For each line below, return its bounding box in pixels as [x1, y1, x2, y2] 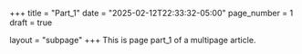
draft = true [9, 17, 53, 28]
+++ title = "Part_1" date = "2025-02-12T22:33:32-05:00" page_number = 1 [9, 8, 294, 18]
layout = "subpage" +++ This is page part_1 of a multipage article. [9, 35, 256, 45]
